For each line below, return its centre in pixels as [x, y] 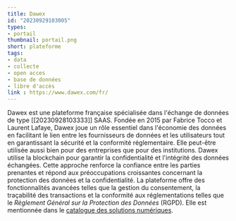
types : [17, 27]
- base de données [34, 79]
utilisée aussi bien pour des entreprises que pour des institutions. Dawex [113, 150]
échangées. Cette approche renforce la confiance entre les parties [104, 165]
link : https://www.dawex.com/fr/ [58, 92]
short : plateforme [34, 47]
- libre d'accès [31, 86]
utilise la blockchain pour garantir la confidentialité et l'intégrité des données [118, 158]
